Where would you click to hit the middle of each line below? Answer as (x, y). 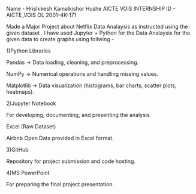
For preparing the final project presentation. (60, 184)
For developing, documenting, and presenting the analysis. (79, 115)
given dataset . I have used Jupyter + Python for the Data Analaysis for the (98, 33)
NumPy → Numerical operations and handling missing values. (82, 74)
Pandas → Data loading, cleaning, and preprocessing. (73, 62)
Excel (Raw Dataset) (31, 127)
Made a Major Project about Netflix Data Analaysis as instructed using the (97, 27)
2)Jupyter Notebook (31, 103)
